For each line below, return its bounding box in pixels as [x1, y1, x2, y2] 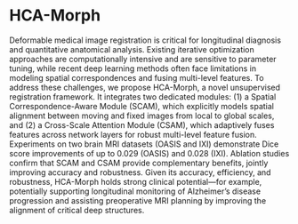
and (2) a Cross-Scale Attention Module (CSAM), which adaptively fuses [9, 119, 275, 130]
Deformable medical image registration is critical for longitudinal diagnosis [9, 35, 282, 45]
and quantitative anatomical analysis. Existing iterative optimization [9, 44, 255, 54]
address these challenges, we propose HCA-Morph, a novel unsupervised [9, 82, 281, 92]
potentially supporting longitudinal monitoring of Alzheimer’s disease [9, 186, 261, 196]
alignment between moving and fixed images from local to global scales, [9, 110, 275, 121]
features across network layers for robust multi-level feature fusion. [9, 129, 257, 140]
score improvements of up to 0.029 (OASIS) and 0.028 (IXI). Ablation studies [9, 148, 290, 158]
